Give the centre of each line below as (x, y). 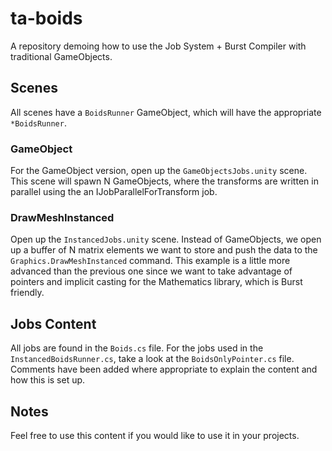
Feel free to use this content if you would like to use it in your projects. (155, 435)
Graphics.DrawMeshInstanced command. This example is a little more (150, 261)
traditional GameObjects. (61, 56)
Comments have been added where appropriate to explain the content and (164, 369)
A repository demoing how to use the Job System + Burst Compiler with (158, 46)
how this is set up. (48, 380)
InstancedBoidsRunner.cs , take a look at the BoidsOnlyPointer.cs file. (152, 359)
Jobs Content (53, 323)
